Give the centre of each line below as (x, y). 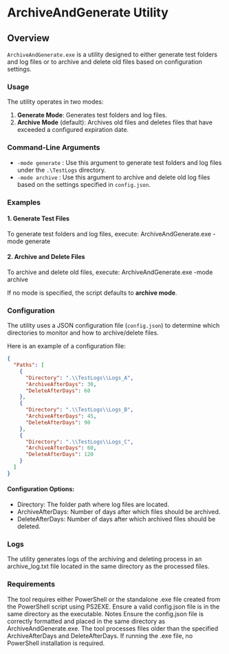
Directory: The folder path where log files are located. (93, 505)
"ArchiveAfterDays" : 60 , (61, 448)
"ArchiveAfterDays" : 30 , (61, 384)
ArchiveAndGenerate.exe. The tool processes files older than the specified (113, 628)
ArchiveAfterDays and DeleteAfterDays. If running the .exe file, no (100, 635)
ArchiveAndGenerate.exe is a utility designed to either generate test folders (112, 54)
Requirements (31, 584)
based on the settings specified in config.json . (84, 184)
